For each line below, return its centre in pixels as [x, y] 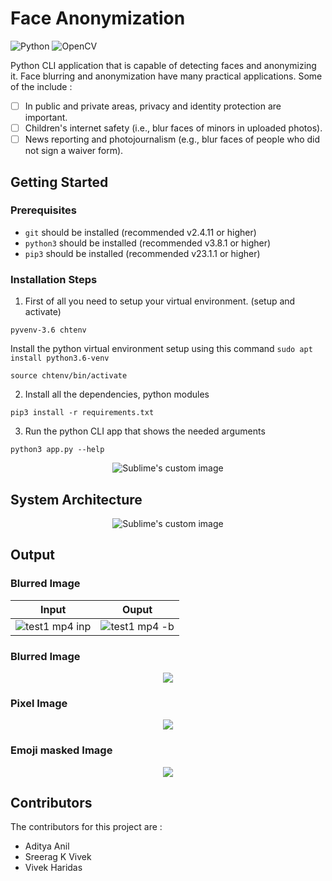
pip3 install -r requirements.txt [82, 413]
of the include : [41, 86]
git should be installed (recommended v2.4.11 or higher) [140, 232]
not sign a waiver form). [74, 151]
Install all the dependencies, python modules [117, 394]
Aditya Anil [47, 846]
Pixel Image [39, 703]
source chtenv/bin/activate [69, 376]
